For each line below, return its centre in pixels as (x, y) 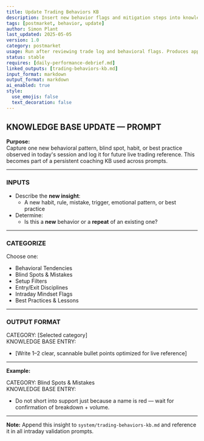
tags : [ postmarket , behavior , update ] (55, 23)
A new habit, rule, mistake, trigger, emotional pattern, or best (100, 202)
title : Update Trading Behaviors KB (53, 12)
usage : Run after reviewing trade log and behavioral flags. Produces (97, 52)
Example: (19, 371)
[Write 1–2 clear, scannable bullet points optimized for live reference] (101, 353)
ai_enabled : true (28, 86)
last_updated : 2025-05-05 (39, 35)
